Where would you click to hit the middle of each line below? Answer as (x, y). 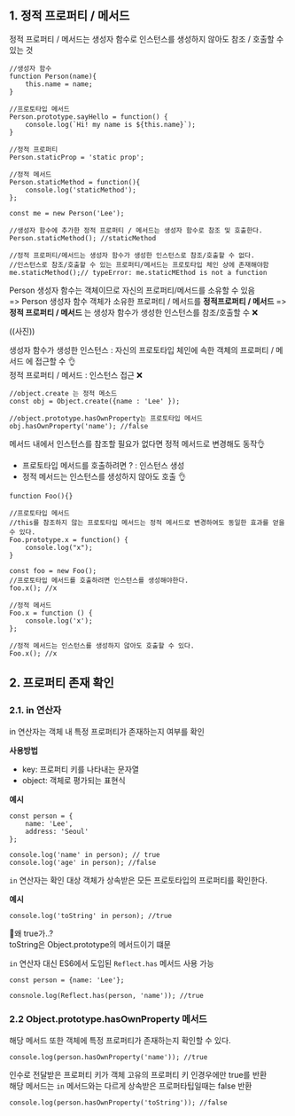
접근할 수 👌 (55, 361)
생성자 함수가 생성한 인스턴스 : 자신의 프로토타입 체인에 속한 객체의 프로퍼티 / (142, 350)
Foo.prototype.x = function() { (69, 539)
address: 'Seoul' (57, 831)
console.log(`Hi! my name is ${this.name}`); (111, 124)
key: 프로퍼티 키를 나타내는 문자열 (81, 769)
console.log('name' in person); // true (85, 854)
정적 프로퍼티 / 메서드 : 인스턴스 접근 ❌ (76, 374)
